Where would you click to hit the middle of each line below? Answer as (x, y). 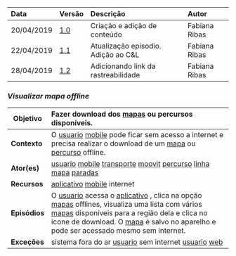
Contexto (27, 143)
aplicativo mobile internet (93, 184)
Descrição (108, 14)
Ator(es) (25, 168)
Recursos (27, 184)
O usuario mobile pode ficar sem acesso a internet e (138, 135)
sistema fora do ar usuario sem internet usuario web (137, 242)
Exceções (27, 242)
